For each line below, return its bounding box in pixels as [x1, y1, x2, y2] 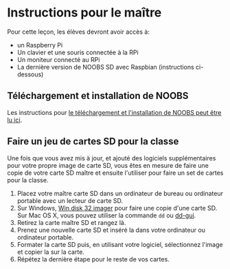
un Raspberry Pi [16, 41, 63, 49]
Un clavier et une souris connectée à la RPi [16, 48, 139, 56]
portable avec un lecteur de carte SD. [16, 196, 124, 204]
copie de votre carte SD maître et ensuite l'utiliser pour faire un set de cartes [7, 169, 224, 177]
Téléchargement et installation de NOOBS [7, 90, 189, 102]
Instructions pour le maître [7, 5, 162, 21]
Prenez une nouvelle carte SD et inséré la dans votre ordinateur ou [16, 226, 206, 234]
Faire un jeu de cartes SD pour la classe [7, 136, 179, 147]
